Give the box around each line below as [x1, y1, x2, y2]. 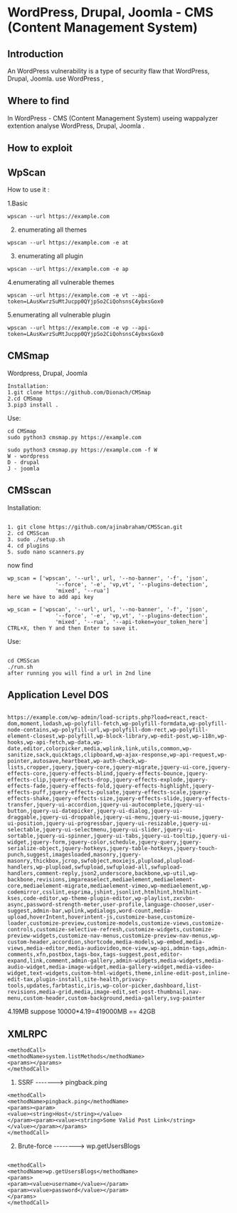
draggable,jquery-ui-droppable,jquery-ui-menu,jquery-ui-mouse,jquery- [7, 814, 224, 821]
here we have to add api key [7, 593, 94, 600]
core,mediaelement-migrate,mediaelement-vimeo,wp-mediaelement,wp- [7, 882, 212, 890]
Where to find [7, 95, 70, 107]
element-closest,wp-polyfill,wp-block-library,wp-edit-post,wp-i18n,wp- [7, 732, 228, 740]
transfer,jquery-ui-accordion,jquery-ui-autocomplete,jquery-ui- [7, 802, 205, 809]
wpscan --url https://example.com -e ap [7, 265, 130, 273]
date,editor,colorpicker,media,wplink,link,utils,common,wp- [7, 745, 193, 752]
